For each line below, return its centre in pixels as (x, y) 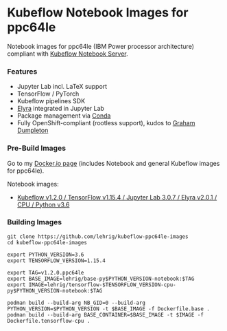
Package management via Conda (64, 116)
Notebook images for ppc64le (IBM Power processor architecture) (100, 46)
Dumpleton (33, 130)
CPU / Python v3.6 (43, 204)
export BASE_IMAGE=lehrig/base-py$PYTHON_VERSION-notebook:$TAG (101, 279)
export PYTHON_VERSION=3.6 (46, 255)
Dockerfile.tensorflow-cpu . (49, 321)
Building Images (35, 222)
